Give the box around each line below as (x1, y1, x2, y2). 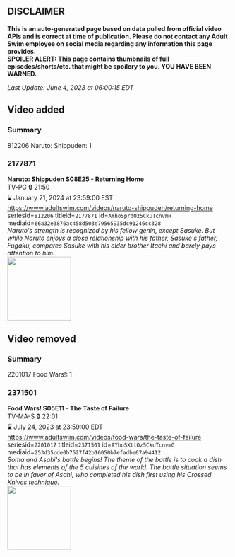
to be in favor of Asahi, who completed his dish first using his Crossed (7, 470, 212, 478)
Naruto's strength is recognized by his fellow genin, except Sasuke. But (7, 226, 215, 234)
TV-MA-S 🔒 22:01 (7, 412, 59, 420)
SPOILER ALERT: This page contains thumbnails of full (7, 54, 169, 63)
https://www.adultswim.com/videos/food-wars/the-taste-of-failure (7, 432, 202, 441)
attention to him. (7, 248, 55, 257)
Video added (7, 104, 65, 116)
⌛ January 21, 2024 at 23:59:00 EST (7, 193, 114, 202)
